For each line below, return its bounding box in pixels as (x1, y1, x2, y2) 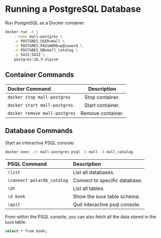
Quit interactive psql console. (73, 201, 140, 208)
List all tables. (73, 185, 105, 191)
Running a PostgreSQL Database (5, 3, 141, 15)
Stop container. (84, 94, 120, 100)
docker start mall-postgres (7, 102, 73, 108)
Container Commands (5, 71, 74, 79)
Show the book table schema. (73, 193, 140, 200)
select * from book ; (5, 229, 48, 234)
